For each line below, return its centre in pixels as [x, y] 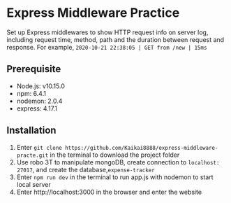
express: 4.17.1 [37, 108]
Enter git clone [39, 147]
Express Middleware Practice [93, 13]
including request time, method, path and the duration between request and [115, 39]
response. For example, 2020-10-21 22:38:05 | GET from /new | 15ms [107, 47]
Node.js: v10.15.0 [41, 86]
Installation [31, 131]
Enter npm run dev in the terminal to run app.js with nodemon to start [115, 177]
